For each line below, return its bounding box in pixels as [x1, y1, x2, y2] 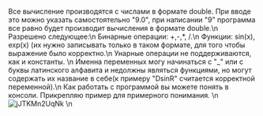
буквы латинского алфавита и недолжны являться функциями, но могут [8, 65, 253, 74]
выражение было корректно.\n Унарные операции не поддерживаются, [8, 49, 252, 58]
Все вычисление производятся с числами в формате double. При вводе [8, 7, 251, 16]
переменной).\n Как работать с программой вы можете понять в [8, 82, 229, 92]
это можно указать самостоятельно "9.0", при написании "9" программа [8, 15, 256, 24]
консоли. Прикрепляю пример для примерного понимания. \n [8, 91, 219, 99]
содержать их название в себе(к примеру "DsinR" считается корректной [8, 74, 255, 83]
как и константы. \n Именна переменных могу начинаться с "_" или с [8, 57, 244, 66]
